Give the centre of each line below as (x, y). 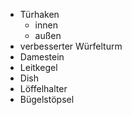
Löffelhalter (43, 88)
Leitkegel (38, 67)
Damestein (42, 57)
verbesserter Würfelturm (71, 46)
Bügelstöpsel (47, 99)
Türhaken (39, 14)
